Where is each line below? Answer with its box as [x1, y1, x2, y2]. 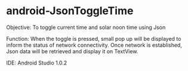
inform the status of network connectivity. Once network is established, [6, 41, 182, 49]
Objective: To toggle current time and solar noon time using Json [6, 24, 166, 31]
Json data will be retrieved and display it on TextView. [6, 47, 138, 54]
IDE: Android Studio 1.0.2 [6, 59, 67, 66]
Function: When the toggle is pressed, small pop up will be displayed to [6, 35, 181, 42]
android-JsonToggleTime [6, 4, 134, 18]
